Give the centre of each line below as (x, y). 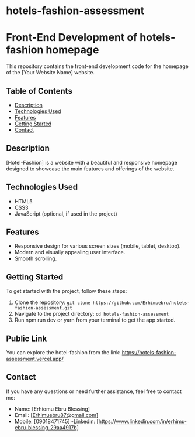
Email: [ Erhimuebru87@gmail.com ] (56, 415)
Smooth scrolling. (36, 258)
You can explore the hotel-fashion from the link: (63, 352)
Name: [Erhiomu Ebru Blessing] (52, 409)
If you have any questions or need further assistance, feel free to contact (94, 391)
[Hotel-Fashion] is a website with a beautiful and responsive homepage (92, 162)
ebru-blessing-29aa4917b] (46, 427)
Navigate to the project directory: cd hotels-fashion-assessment (92, 314)
